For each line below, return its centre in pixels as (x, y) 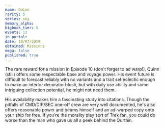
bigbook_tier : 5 (22, 28)
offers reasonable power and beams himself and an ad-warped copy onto (80, 110)
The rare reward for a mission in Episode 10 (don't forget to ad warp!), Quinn (82, 69)
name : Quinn (17, 10)
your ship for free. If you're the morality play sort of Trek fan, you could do (80, 115)
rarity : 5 (15, 14)
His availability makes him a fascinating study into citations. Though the (77, 100)
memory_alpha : (20, 23)
